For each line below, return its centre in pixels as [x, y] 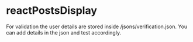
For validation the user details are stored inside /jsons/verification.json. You [97, 26]
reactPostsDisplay [52, 11]
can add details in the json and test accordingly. [64, 32]
